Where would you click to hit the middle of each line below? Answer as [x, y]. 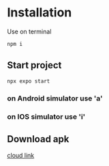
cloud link [21, 156]
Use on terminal [29, 31]
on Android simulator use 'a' [55, 98]
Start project [34, 65]
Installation [40, 13]
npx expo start [29, 81]
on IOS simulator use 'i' [46, 117]
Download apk [38, 139]
